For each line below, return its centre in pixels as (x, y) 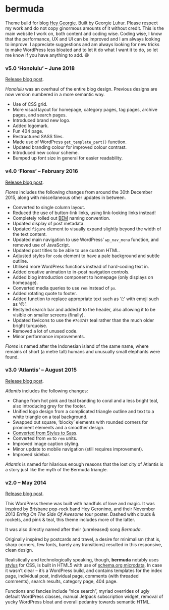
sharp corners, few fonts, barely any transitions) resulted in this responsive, (84, 545)
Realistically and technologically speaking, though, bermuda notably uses (82, 560)
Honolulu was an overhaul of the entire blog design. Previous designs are (81, 89)
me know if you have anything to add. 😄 (47, 55)
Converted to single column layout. (49, 207)
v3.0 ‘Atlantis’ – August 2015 (41, 370)
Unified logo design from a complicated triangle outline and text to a (83, 411)
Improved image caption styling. (46, 443)
